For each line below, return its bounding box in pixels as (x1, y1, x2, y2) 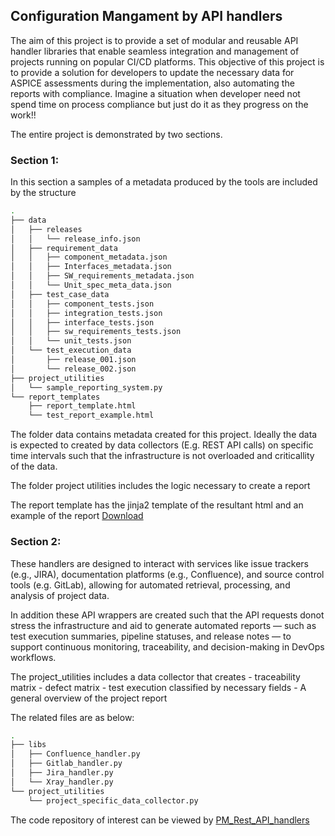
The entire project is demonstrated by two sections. (10, 128, 223, 140)
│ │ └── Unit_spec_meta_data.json (10, 280, 172, 291)
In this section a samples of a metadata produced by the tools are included (10, 176, 318, 188)
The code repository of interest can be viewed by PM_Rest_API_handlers (10, 814, 310, 826)
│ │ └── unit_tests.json (10, 336, 132, 346)
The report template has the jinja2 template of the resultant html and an (10, 499, 304, 511)
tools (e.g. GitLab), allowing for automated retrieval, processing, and (10, 579, 291, 591)
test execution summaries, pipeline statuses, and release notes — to (10, 630, 292, 642)
